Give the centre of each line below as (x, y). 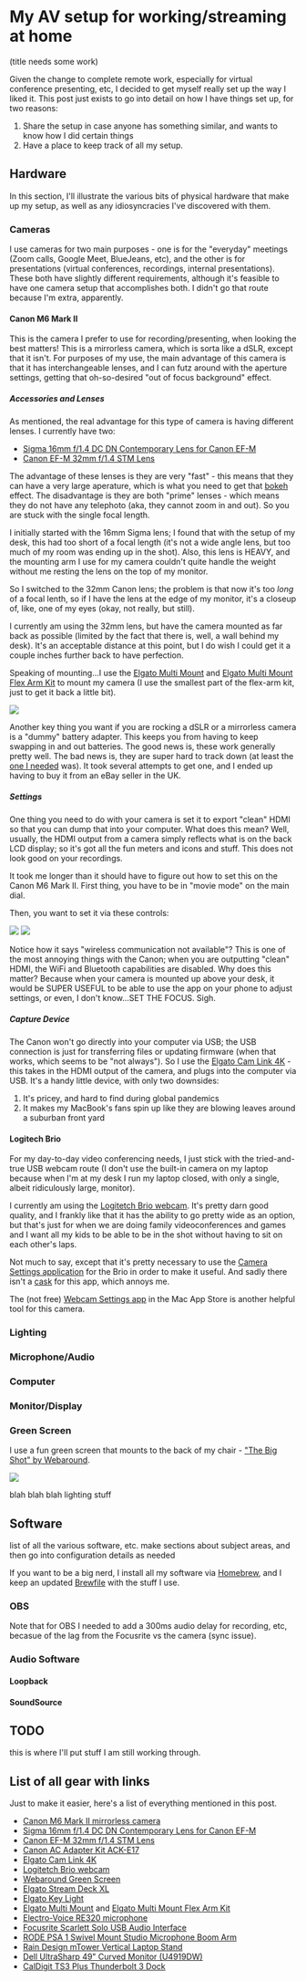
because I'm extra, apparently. (66, 297)
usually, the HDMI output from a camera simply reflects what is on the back (151, 839)
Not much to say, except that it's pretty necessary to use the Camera (139, 1262)
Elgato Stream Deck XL (66, 1889)
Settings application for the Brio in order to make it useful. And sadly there (148, 1272)
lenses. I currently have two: (62, 432)
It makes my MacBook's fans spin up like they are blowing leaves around (159, 1108)
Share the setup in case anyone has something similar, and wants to (150, 126)
